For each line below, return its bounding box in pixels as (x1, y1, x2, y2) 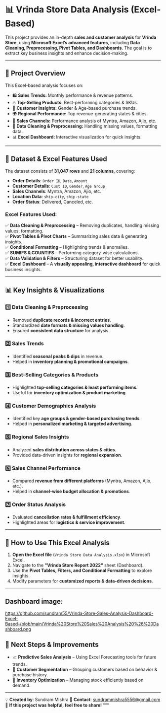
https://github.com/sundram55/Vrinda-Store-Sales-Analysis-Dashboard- (5, 610, 154, 616)
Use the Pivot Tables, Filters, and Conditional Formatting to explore (12, 568, 152, 573)
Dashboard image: (5, 597, 63, 606)
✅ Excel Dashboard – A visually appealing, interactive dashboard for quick (5, 261, 161, 267)
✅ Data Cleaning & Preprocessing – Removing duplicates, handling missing (5, 222, 160, 228)
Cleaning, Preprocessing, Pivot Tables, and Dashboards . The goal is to (5, 45, 152, 51)
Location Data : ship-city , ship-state (12, 193, 89, 199)
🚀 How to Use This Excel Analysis (5, 538, 110, 547)
